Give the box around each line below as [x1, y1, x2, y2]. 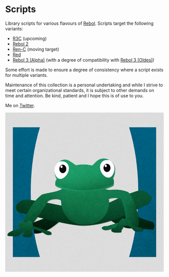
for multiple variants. [5, 72, 48, 78]
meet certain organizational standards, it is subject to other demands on [5, 87, 154, 93]
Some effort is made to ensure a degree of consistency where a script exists [5, 67, 163, 73]
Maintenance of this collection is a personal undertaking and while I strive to [5, 82, 163, 88]
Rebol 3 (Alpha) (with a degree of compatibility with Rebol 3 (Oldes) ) [12, 57, 154, 63]
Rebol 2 [12, 40, 29, 47]
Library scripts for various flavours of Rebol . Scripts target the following [5, 20, 154, 26]
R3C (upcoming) [12, 35, 47, 41]
